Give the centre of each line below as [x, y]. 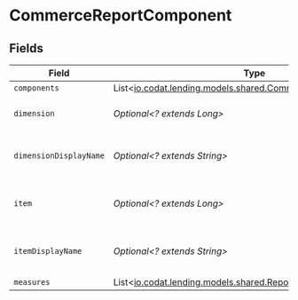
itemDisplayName [48, 251]
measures [32, 282]
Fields [27, 48]
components [36, 88]
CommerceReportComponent [121, 16]
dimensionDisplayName [59, 156]
